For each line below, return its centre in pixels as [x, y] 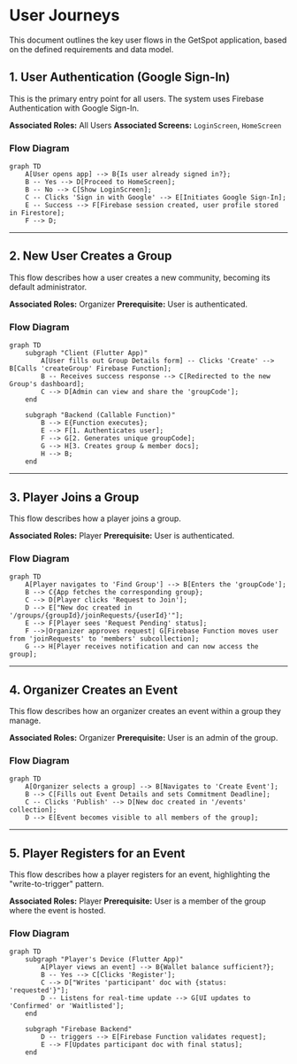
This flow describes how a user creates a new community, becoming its [140, 277]
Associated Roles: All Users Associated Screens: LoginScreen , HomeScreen [145, 125]
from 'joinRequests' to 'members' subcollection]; [104, 639]
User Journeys [65, 16]
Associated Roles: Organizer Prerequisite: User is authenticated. [129, 304]
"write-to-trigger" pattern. [57, 884]
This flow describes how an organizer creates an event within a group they [145, 711]
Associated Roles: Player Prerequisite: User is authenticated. [122, 535]
